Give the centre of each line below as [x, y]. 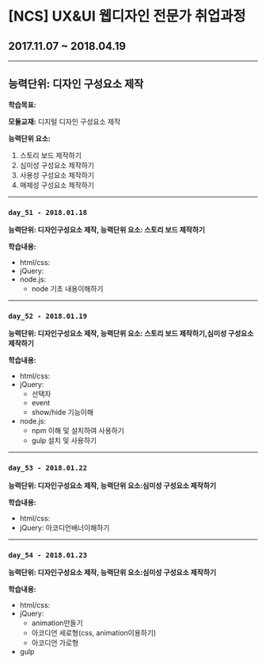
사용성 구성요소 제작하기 [57, 175]
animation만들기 [57, 623]
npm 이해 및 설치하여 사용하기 [78, 431]
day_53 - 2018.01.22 [48, 468]
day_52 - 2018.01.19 [48, 317]
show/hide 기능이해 [62, 413]
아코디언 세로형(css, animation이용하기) [94, 633]
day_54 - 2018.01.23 [48, 555]
